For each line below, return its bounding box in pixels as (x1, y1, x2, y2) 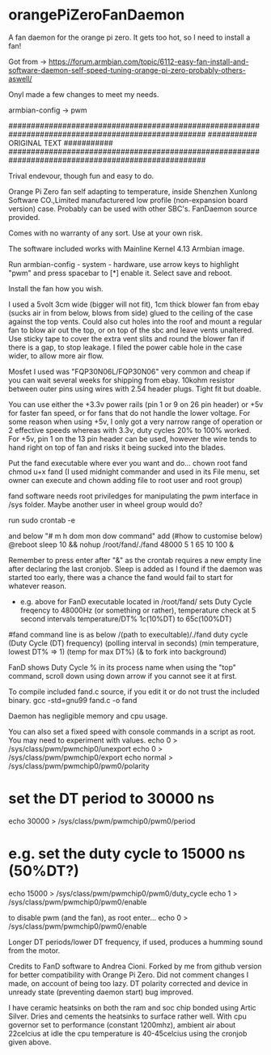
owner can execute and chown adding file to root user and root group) (8, 475, 243, 485)
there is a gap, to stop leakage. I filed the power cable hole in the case (8, 342, 243, 352)
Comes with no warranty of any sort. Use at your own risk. (8, 228, 204, 238)
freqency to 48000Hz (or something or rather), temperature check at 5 (19, 605, 256, 615)
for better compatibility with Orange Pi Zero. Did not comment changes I (8, 969, 249, 980)
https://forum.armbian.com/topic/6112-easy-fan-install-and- (48, 57, 249, 66)
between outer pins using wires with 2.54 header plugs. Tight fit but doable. (8, 383, 261, 393)
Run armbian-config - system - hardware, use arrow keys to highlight (8, 259, 239, 269)
